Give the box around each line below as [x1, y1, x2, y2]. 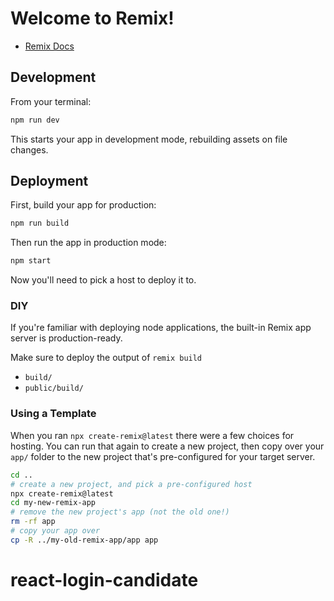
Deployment [10, 173, 89, 190]
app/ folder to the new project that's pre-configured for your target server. [10, 450, 316, 462]
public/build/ [24, 383, 84, 394]
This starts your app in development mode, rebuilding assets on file [10, 133, 288, 145]
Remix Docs [24, 40, 75, 52]
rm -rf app [10, 517, 56, 527]
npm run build [10, 218, 70, 229]
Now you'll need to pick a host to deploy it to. [10, 274, 197, 286]
